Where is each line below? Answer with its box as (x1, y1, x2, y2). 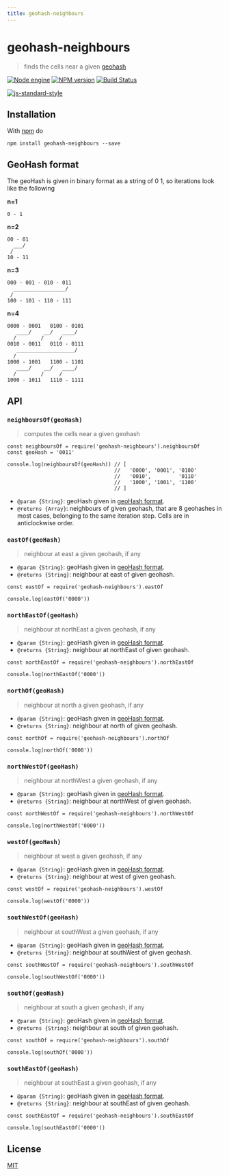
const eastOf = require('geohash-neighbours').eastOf (7, 584, 164, 590)
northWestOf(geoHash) (7, 763, 79, 770)
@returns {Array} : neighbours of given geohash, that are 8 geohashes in (16, 504, 222, 512)
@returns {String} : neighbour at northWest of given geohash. (16, 797, 191, 806)
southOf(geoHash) (7, 989, 65, 997)
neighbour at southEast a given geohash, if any (23, 1079, 157, 1087)
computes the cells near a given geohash (23, 429, 140, 437)
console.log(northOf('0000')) (7, 747, 94, 754)
